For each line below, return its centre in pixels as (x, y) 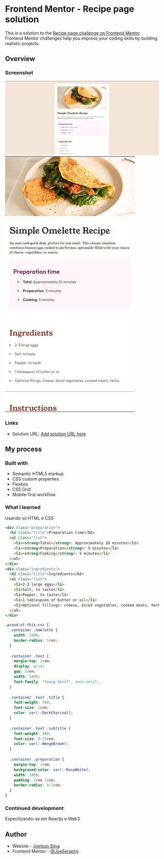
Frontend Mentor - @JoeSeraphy (45, 851)
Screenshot (19, 73)
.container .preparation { (37, 759)
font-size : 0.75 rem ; (35, 739)
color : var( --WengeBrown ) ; (41, 744)
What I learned (23, 507)
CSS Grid (21, 489)
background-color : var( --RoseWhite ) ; (52, 770)
